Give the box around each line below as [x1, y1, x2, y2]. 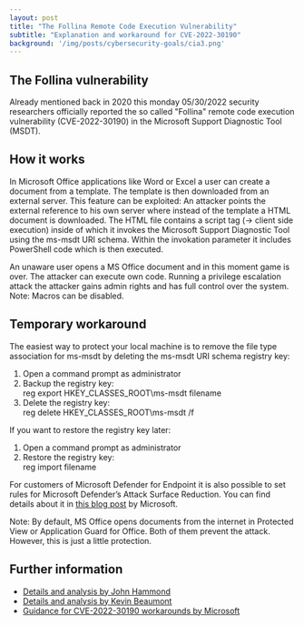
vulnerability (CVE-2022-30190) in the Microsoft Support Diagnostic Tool [9, 116, 283, 127]
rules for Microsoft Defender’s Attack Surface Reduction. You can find [9, 489, 270, 499]
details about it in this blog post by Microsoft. [9, 498, 179, 509]
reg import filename [22, 461, 97, 472]
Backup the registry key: [22, 378, 114, 388]
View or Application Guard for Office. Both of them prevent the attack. [9, 525, 270, 537]
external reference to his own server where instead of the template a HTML [9, 205, 291, 216]
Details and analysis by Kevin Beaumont [22, 595, 172, 606]
